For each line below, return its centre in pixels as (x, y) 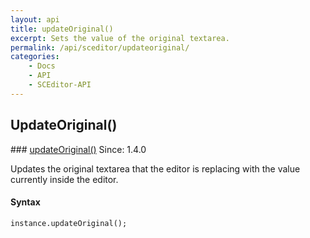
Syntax (25, 202)
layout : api (35, 19)
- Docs (42, 66)
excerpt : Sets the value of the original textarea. (120, 38)
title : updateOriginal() (62, 29)
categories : (35, 57)
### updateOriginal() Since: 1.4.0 (78, 149)
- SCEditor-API (60, 85)
